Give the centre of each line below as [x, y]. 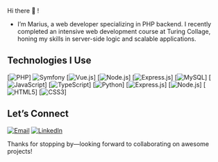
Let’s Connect [38, 114]
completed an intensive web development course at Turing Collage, [114, 31]
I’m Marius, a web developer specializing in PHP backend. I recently [114, 24]
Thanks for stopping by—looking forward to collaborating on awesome [108, 144]
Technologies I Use [49, 61]
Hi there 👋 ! [23, 11]
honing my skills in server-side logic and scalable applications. [107, 39]
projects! [20, 151]
